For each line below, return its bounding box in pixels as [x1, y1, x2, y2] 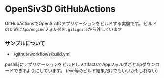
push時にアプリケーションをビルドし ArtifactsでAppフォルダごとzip [5, 61, 142, 67]
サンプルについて [5, 40, 45, 47]
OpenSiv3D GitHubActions [5, 3, 116, 15]
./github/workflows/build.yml [12, 52, 71, 57]
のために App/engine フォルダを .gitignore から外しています [5, 26, 122, 32]
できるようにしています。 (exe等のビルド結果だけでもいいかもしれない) [13, 68, 158, 74]
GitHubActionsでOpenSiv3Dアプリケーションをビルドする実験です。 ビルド [5, 20, 157, 26]
